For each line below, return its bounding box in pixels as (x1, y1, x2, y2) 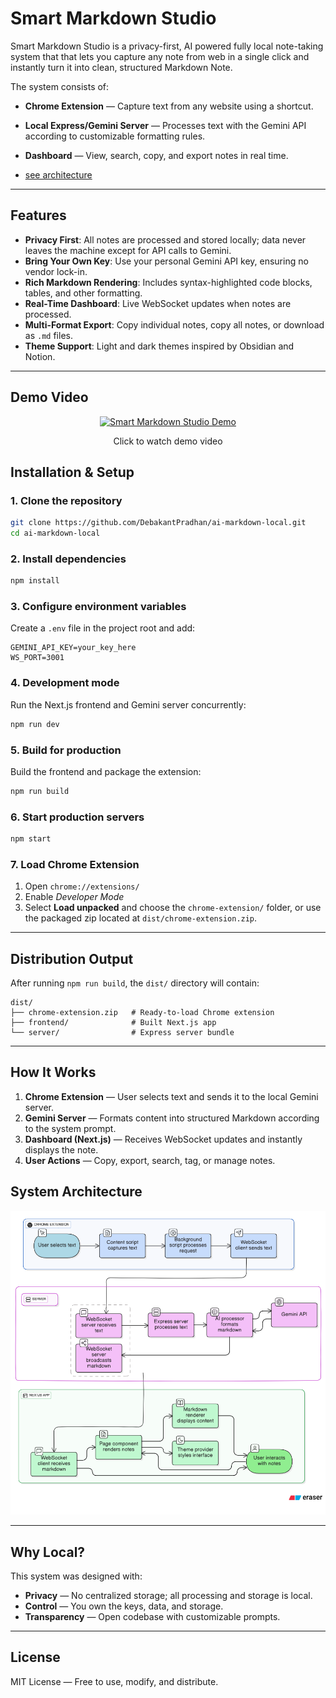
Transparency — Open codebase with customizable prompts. (24, 1610, 281, 1622)
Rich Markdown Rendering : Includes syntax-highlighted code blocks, (24, 276, 313, 288)
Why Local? (10, 1543, 86, 1561)
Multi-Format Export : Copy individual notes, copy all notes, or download (24, 318, 325, 331)
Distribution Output (10, 950, 134, 967)
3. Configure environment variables (10, 600, 187, 614)
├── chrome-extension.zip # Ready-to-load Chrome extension (10, 1008, 275, 1018)
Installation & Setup (10, 463, 135, 481)
